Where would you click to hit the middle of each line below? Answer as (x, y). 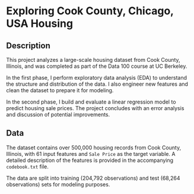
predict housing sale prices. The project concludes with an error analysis (95, 108)
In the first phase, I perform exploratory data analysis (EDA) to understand (97, 78)
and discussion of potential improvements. (58, 115)
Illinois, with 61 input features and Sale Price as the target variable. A (91, 154)
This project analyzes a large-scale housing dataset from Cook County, (93, 60)
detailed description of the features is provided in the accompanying (90, 160)
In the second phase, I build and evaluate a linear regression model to (91, 102)
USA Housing (39, 24)
